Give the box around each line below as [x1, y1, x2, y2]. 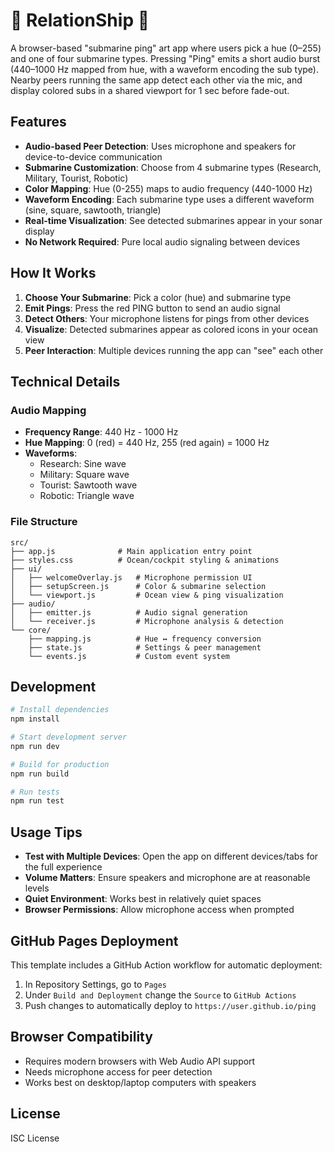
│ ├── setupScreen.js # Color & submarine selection [10, 581, 267, 591]
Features [10, 114, 67, 131]
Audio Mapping [10, 403, 87, 417]
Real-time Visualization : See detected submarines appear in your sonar [24, 214, 323, 226]
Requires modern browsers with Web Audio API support [24, 1055, 256, 1067]
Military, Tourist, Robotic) [24, 172, 129, 184]
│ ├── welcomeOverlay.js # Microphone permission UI [10, 572, 253, 583]
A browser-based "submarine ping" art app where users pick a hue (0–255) [10, 42, 322, 54]
